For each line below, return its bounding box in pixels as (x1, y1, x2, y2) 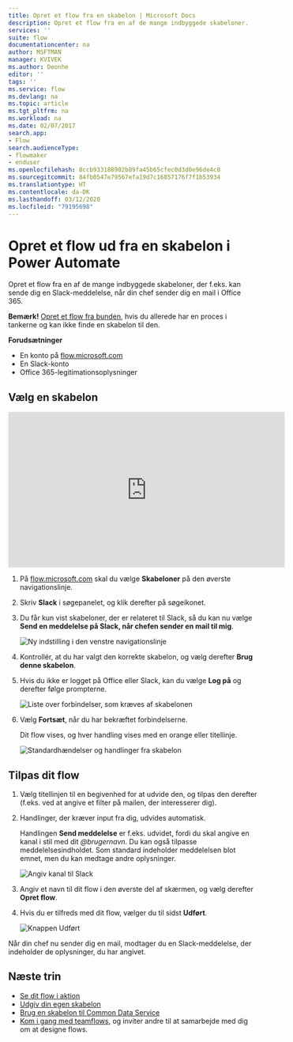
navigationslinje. (19, 583, 73, 592)
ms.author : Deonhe (8, 63, 69, 71)
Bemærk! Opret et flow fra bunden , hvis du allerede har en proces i (8, 311, 227, 321)
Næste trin (8, 970, 62, 983)
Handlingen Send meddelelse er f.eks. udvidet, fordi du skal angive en (19, 828, 250, 838)
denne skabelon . (19, 661, 77, 670)
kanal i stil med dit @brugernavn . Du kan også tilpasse (19, 836, 197, 846)
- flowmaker (8, 151, 47, 159)
